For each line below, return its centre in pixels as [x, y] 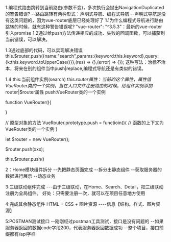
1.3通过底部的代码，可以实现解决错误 [44, 50]
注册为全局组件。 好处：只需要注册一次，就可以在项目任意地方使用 [75, 193]
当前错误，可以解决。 [28, 39]
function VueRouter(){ [28, 102]
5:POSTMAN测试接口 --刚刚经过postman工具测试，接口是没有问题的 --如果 [84, 221]
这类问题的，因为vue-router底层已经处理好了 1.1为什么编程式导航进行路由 [86, 20]
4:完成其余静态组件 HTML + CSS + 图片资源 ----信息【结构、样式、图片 [81, 204]
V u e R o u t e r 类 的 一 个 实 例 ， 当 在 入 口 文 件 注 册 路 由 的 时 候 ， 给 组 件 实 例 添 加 [79, 86]
